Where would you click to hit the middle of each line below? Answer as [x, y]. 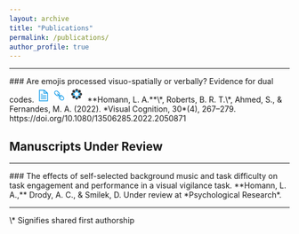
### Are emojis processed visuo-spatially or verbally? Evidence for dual [141, 82]
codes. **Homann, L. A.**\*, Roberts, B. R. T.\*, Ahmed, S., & [146, 100]
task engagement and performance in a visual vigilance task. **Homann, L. [148, 185]
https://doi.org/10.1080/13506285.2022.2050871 [98, 119]
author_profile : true [49, 47]
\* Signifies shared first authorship [72, 221]
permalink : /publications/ [59, 37]
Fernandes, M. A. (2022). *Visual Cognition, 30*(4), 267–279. [123, 109]
